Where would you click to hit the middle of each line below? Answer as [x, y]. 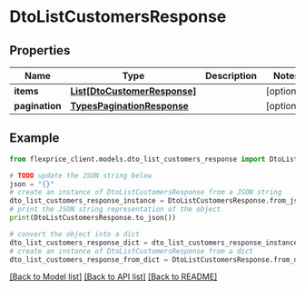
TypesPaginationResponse [129, 106]
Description [231, 76]
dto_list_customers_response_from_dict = [89, 260]
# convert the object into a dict [75, 234]
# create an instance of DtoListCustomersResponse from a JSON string [146, 193]
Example [34, 138]
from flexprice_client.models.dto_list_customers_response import [138, 159]
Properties [40, 50]
